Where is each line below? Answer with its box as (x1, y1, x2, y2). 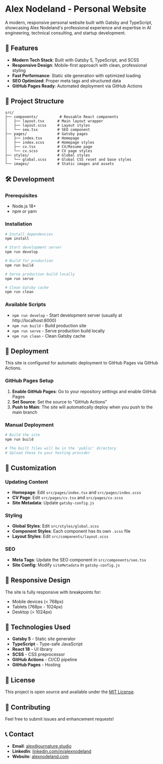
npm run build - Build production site (12, 322, 87, 328)
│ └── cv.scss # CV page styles (5, 148, 92, 153)
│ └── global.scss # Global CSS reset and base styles (5, 157, 132, 162)
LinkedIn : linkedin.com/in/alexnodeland (12, 748, 91, 754)
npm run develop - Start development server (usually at (12, 312, 123, 318)
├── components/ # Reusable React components (5, 114, 119, 119)
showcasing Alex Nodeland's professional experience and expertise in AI (5, 24, 151, 30)
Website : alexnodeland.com (12, 753, 69, 759)
